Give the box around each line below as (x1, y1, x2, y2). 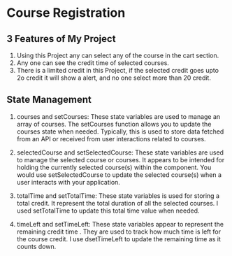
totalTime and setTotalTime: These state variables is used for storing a (16, 191, 219, 200)
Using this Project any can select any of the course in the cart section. (16, 51, 219, 59)
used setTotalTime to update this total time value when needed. (16, 206, 200, 215)
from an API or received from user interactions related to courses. (16, 134, 207, 143)
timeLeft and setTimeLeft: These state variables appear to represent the (16, 220, 224, 228)
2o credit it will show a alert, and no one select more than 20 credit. (16, 73, 211, 82)
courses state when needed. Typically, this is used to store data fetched (16, 127, 224, 136)
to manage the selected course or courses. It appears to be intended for (16, 155, 225, 164)
